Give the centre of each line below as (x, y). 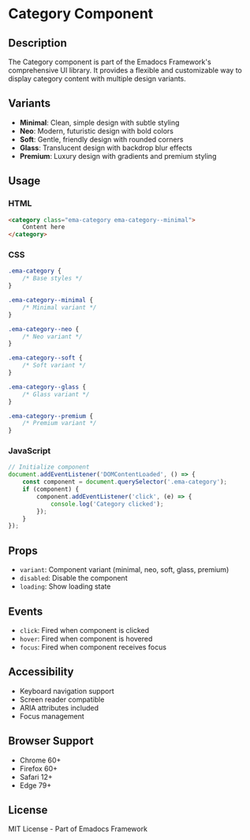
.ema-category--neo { (44, 329)
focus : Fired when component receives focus (93, 647)
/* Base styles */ (52, 279)
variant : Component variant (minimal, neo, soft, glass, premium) (124, 570)
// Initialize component (49, 467)
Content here (44, 227)
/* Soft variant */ (54, 365)
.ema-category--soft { (45, 358)
